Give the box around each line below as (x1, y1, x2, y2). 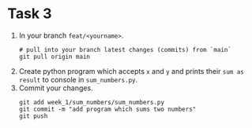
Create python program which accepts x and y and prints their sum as (18, 66, 244, 75)
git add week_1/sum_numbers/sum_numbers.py (18, 98, 165, 106)
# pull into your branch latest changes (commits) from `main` (18, 46, 232, 53)
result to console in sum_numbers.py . (18, 75, 138, 84)
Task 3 (7, 5, 52, 23)
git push (18, 112, 48, 120)
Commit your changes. (18, 83, 93, 93)
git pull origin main (18, 53, 90, 60)
